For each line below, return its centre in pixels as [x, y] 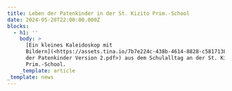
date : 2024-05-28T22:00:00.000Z [54, 20]
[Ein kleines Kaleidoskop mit [69, 45]
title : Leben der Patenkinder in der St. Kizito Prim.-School [98, 13]
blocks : [18, 26]
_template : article [48, 70]
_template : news [30, 77]
